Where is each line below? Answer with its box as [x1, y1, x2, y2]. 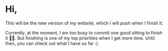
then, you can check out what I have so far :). [5, 40, 99, 46]
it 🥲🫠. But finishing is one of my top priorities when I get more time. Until [5, 35, 155, 41]
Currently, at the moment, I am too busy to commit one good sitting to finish [5, 29, 163, 35]
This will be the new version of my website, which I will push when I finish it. [5, 20, 163, 26]
